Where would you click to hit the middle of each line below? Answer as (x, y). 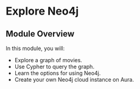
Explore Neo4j (42, 11)
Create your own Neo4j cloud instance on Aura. (74, 80)
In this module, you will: (35, 48)
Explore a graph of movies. (48, 60)
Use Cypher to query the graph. (54, 66)
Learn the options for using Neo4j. (58, 73)
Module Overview (40, 34)
